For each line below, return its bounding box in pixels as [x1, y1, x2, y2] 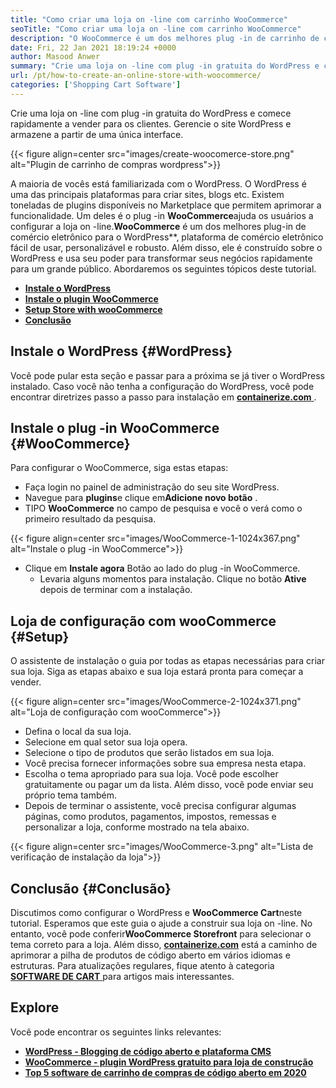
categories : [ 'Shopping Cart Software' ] [10, 80, 182, 90]
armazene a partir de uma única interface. [10, 128, 184, 140]
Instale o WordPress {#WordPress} [10, 343, 233, 360]
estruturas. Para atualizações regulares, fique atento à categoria [10, 960, 275, 971]
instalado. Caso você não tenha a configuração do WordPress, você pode [10, 380, 315, 392]
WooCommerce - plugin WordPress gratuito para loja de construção [24, 1056, 314, 1068]
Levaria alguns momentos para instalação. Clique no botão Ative [39, 573, 307, 585]
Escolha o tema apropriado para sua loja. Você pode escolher [24, 768, 279, 780]
